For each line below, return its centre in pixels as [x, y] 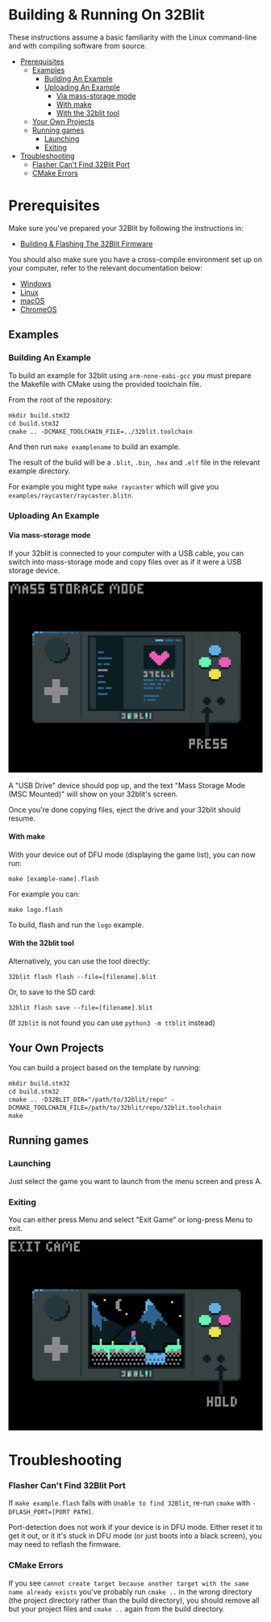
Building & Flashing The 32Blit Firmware [86, 243]
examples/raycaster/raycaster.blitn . [71, 495]
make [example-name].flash [54, 879]
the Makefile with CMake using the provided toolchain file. [105, 384]
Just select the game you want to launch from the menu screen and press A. [135, 1181]
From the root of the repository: [60, 399]
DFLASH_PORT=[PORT [39, 1512]
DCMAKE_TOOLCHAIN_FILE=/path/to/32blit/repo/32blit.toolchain [115, 1107]
